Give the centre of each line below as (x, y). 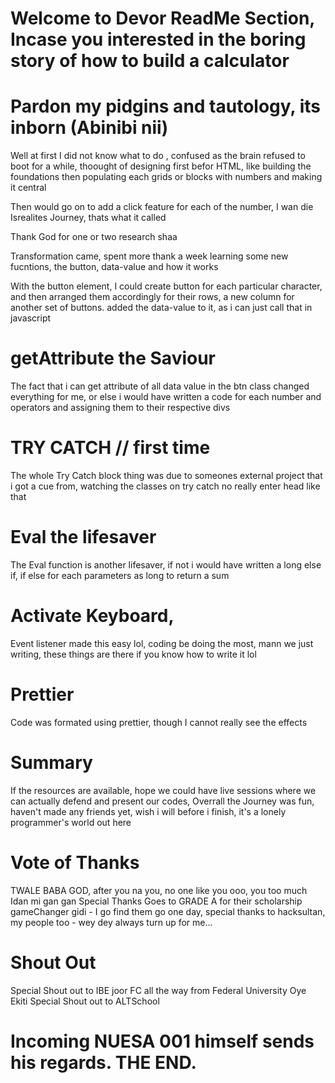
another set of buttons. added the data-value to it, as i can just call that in (161, 308)
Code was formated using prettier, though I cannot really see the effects (159, 722)
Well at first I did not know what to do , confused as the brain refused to (158, 156)
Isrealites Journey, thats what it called (88, 218)
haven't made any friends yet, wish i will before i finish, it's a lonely (148, 811)
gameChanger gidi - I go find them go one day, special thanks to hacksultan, (168, 911)
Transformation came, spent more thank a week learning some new (149, 256)
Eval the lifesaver (83, 537)
